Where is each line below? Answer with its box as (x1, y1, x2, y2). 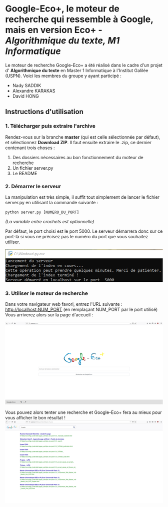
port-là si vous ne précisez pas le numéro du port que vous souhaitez (5, 233, 148, 239)
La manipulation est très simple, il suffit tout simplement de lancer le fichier (5, 194, 160, 200)
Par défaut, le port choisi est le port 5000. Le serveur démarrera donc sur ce (5, 228, 163, 234)
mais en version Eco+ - (5, 25, 102, 36)
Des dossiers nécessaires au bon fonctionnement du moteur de (12, 154, 143, 160)
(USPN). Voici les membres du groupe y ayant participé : (5, 73, 121, 79)
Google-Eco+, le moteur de (5, 3, 120, 15)
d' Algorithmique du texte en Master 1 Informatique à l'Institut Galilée (5, 67, 148, 73)
